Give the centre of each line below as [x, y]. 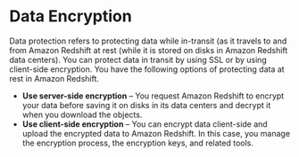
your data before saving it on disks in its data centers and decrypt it [146, 105]
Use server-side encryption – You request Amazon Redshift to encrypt [153, 96]
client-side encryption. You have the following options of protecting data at [147, 69]
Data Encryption [71, 16]
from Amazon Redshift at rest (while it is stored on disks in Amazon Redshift [149, 50]
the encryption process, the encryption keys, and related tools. [138, 143]
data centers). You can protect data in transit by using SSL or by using [138, 59]
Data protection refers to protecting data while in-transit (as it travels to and [148, 41]
